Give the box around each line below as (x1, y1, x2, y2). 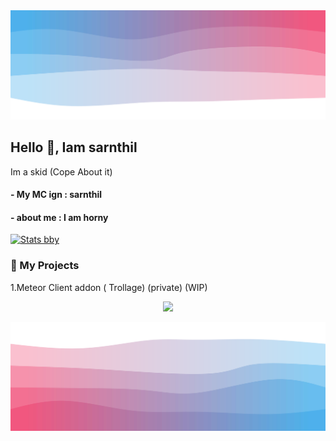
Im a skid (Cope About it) (10, 165, 113, 178)
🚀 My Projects (10, 259, 80, 273)
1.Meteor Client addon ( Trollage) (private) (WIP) (10, 281, 208, 293)
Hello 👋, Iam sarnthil (10, 139, 138, 156)
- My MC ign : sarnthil (10, 189, 103, 201)
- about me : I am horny (10, 211, 109, 223)
